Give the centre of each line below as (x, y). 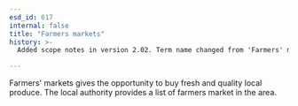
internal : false (39, 26)
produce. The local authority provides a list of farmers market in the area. (143, 93)
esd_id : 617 (31, 17)
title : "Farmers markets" (57, 34)
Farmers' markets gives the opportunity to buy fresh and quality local (136, 83)
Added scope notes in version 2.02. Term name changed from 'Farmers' (150, 50)
